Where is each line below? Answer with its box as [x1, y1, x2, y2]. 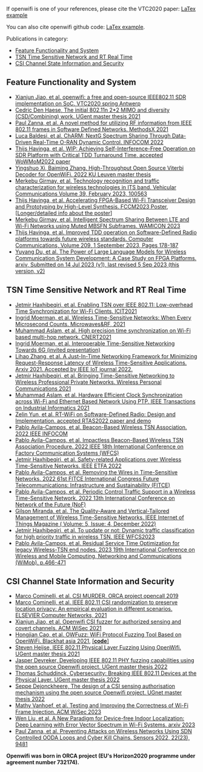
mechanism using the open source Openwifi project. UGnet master [15, 689, 182, 696]
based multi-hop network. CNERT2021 [15, 333, 111, 340]
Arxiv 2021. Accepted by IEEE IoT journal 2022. [15, 365, 133, 372]
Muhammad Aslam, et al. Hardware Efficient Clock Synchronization [15, 391, 183, 398]
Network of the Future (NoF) [15, 500, 86, 508]
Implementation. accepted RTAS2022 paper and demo [15, 417, 151, 424]
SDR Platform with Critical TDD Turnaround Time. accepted [15, 151, 164, 158]
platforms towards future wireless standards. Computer [15, 235, 153, 242]
